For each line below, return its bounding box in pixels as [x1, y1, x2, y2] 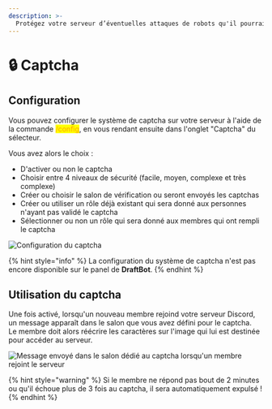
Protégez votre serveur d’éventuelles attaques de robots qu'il [15, 19, 237, 28]
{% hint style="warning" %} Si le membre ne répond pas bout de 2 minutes [8, 375, 260, 385]
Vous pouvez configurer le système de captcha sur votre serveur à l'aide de [8, 115, 261, 125]
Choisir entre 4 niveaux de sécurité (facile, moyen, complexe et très [19, 172, 247, 183]
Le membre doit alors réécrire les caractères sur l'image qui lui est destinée [8, 326, 261, 337]
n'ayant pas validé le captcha [19, 207, 119, 217]
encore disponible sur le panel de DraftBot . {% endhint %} [8, 265, 204, 274]
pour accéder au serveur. [8, 335, 93, 345]
